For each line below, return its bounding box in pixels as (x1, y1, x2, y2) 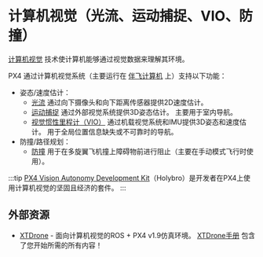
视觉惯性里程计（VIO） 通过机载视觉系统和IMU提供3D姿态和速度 (31, 117, 240, 127)
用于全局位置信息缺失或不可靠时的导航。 (46, 127, 178, 136)
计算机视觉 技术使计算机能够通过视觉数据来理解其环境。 (8, 54, 189, 64)
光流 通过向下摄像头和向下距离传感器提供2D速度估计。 (31, 97, 208, 107)
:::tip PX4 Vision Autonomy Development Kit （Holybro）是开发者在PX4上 (8, 173, 244, 182)
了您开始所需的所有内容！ (19, 240, 103, 250)
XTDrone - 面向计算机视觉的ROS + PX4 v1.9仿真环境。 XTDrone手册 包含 (19, 230, 255, 240)
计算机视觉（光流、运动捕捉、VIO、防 (8, 7, 254, 25)
